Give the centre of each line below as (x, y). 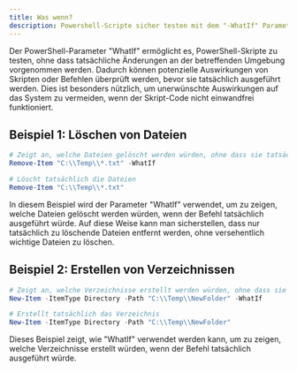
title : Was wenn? (41, 17)
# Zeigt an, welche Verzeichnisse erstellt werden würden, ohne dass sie (148, 290)
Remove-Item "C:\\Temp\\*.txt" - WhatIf (83, 163)
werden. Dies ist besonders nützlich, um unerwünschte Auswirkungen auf (144, 88)
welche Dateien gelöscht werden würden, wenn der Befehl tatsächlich (137, 214)
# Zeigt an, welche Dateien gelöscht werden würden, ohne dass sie (136, 156)
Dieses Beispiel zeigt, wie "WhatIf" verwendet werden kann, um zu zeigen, (145, 339)
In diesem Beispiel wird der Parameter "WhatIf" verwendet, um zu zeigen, (143, 204)
